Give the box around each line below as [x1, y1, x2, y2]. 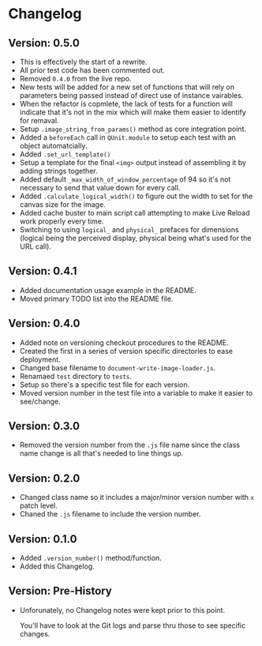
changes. [19, 629, 51, 638]
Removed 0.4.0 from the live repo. [19, 74, 132, 83]
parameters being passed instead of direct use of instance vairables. [19, 91, 244, 100]
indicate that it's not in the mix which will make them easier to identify [19, 107, 246, 117]
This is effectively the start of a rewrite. [19, 57, 148, 66]
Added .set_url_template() [19, 149, 111, 159]
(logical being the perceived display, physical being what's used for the [19, 234, 252, 242]
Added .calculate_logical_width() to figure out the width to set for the [19, 191, 253, 201]
